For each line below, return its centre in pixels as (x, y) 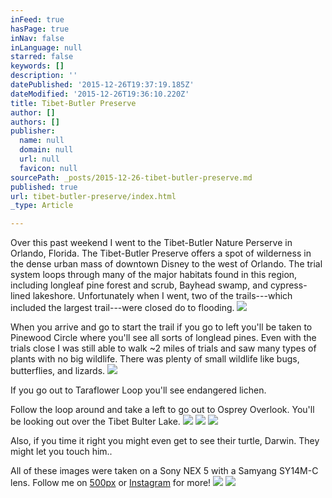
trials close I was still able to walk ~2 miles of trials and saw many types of (163, 348)
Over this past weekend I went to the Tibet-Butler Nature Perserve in (151, 243)
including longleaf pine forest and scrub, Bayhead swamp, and (139, 285)
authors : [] (35, 122)
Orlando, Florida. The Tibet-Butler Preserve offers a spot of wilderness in (161, 253)
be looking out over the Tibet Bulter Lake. (95, 422)
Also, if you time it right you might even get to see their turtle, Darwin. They (165, 441)
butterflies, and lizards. (58, 371)
